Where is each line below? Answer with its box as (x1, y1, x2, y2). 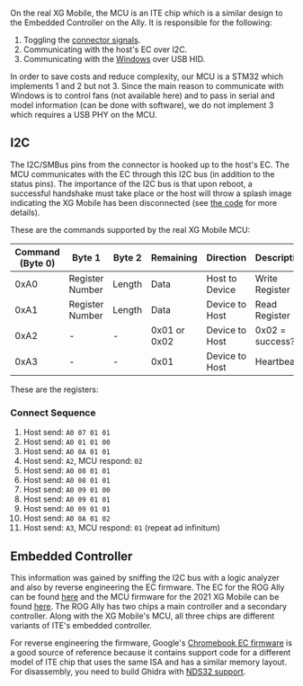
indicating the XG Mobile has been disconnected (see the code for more (10, 197, 278, 208)
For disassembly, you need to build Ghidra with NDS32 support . (10, 665, 246, 677)
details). (10, 207, 40, 218)
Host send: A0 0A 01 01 (22, 446, 111, 457)
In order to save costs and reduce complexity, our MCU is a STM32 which (10, 71, 284, 82)
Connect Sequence (10, 406, 96, 419)
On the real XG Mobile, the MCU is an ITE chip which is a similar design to (10, 8, 283, 18)
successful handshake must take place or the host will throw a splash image (10, 188, 292, 199)
